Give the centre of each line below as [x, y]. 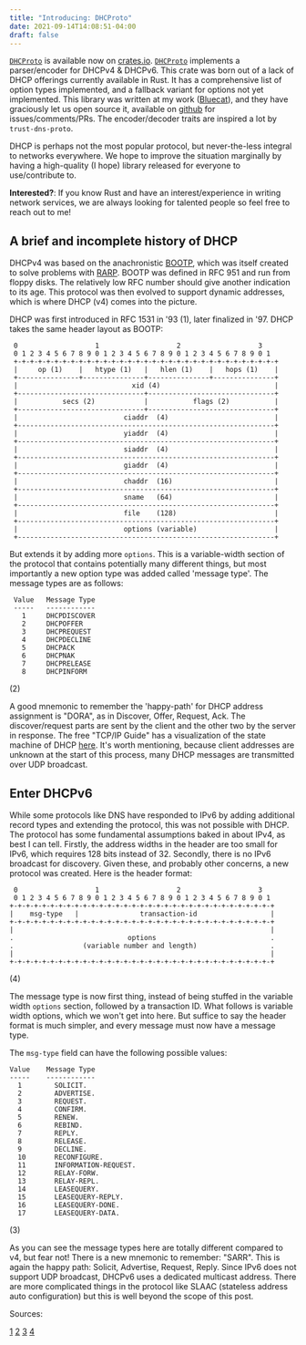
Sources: [26, 1314]
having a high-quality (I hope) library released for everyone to [125, 166]
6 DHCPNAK [48, 656]
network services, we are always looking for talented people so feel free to [150, 202]
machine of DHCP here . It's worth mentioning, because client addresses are [152, 745]
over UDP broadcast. [49, 765]
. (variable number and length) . [142, 946]
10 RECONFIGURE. [61, 1157]
